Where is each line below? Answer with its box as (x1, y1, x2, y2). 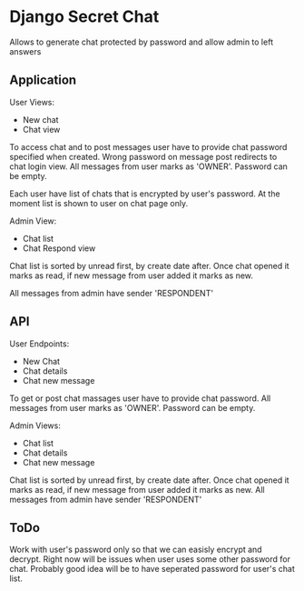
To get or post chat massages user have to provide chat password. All (9, 393, 271, 404)
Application (9, 73, 77, 88)
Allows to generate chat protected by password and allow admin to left (9, 36, 274, 47)
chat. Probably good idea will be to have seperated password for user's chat (9, 564, 295, 575)
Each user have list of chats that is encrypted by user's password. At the (9, 188, 280, 199)
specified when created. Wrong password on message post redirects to (9, 151, 278, 162)
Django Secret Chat (9, 6, 160, 27)
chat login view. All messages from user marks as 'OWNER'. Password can (9, 161, 289, 172)
